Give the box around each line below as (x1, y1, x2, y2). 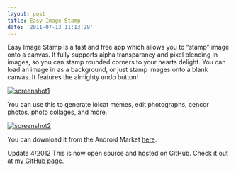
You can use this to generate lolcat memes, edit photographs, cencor (7, 101, 209, 109)
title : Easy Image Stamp (7, 17, 81, 24)
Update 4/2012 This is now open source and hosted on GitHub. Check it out (7, 149, 229, 158)
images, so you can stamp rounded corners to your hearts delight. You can (7, 58, 226, 67)
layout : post (7, 10, 46, 18)
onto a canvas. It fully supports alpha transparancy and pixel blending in (7, 50, 218, 59)
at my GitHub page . (7, 156, 64, 165)
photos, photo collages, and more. (7, 108, 108, 117)
